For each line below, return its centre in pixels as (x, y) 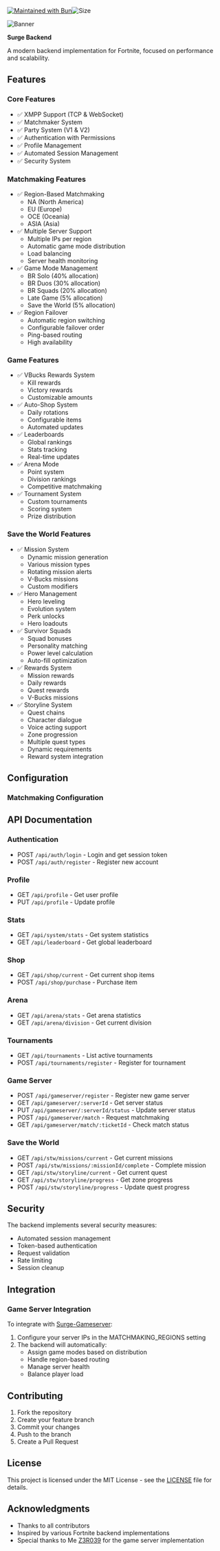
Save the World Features (49, 534)
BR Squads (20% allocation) (67, 290)
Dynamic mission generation (68, 557)
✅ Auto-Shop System (47, 405)
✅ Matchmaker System (49, 122)
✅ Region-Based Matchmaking (60, 194)
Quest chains (46, 712)
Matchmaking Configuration (55, 797)
